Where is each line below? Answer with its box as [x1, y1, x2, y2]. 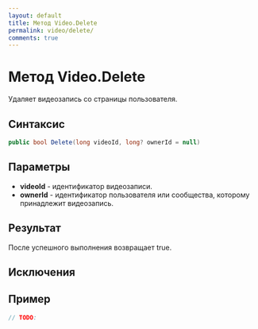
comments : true [8, 33, 59, 42]
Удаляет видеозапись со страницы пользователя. [8, 95, 178, 104]
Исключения [8, 265, 75, 279]
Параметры [8, 161, 71, 174]
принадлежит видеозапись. [19, 198, 114, 207]
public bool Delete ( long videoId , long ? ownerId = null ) [8, 138, 201, 146]
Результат [8, 222, 62, 235]
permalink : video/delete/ [8, 26, 94, 34]
